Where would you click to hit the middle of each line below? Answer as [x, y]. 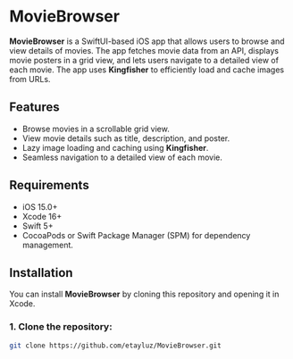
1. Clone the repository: [61, 327]
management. [48, 245]
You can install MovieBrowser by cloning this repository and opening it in [144, 294]
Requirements [49, 185]
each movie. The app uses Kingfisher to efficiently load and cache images [146, 70]
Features [34, 108]
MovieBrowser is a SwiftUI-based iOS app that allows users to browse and [147, 41]
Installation [41, 273]
